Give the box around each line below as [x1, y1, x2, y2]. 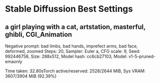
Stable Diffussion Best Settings [5, 3, 133, 15]
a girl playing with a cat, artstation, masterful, [5, 23, 146, 31]
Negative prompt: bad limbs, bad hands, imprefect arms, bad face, [5, 43, 138, 49]
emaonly [5, 59, 23, 64]
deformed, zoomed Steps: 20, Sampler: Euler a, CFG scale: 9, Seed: [5, 49, 141, 54]
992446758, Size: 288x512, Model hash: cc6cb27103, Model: [5, 53, 128, 59]
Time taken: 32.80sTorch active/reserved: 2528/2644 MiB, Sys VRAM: [5, 68, 146, 74]
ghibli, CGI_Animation [5, 30, 72, 38]
